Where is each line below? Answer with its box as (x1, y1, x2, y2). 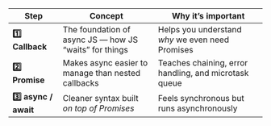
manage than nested (62, 68, 141, 78)
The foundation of (62, 24, 131, 35)
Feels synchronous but (157, 92, 244, 103)
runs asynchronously (157, 103, 238, 114)
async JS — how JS (62, 34, 139, 45)
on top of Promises (62, 103, 135, 114)
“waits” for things (62, 44, 129, 55)
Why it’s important (172, 10, 245, 21)
